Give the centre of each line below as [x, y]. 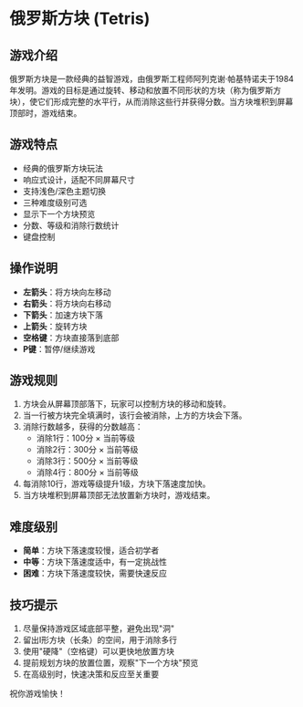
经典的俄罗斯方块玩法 [63, 168]
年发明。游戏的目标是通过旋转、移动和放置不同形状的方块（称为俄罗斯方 [145, 90]
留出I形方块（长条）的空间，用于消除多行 [100, 640]
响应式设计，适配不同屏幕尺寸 [78, 180]
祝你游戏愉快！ [37, 693]
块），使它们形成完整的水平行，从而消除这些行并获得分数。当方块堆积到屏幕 [151, 102]
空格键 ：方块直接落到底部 [71, 338]
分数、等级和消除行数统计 [71, 225]
